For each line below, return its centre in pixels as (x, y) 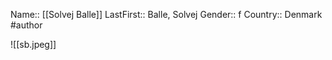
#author (26, 25)
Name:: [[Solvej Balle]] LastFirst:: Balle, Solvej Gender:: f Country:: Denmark (166, 14)
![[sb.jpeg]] (33, 44)
